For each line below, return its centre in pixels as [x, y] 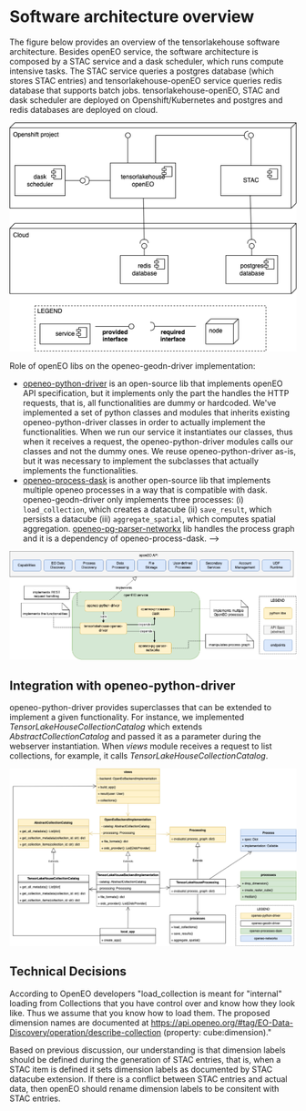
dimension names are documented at [79, 1023]
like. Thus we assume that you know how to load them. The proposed [140, 1013]
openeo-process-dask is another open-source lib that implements [147, 480]
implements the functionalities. [80, 470]
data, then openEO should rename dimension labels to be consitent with [144, 1088]
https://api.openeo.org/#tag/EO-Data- [222, 1023]
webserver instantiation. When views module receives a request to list [141, 746]
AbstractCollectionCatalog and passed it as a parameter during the [135, 737]
